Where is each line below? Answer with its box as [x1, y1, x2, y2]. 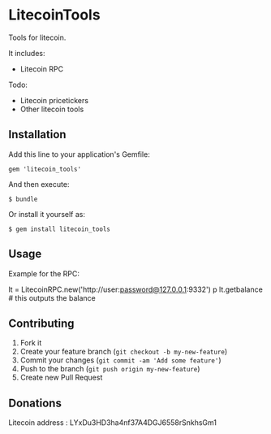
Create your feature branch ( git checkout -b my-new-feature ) [19, 347, 228, 357]
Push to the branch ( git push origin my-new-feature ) [19, 364, 200, 374]
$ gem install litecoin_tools [8, 225, 111, 233]
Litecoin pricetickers [19, 95, 89, 105]
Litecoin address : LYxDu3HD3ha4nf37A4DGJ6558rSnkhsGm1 [8, 418, 217, 427]
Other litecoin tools [19, 104, 84, 114]
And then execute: [8, 179, 70, 189]
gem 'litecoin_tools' [8, 165, 82, 173]
